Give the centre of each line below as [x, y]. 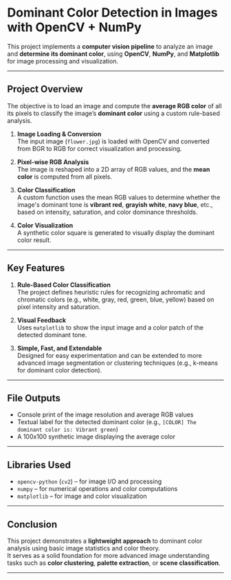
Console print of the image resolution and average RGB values [105, 414]
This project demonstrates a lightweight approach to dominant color [105, 541]
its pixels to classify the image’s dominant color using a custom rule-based [113, 113]
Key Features [36, 268]
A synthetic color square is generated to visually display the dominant [116, 232]
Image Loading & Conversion [59, 134]
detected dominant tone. [52, 334]
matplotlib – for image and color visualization [82, 496]
